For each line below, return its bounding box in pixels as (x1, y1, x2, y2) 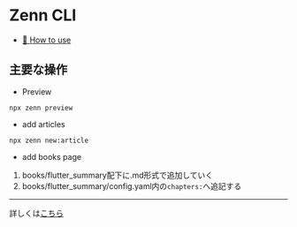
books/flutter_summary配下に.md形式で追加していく (21, 170, 214, 180)
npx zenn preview (9, 103, 73, 112)
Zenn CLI (9, 5, 77, 26)
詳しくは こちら (9, 208, 64, 218)
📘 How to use (21, 34, 72, 45)
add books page (21, 151, 82, 162)
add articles (21, 118, 66, 129)
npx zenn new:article (9, 136, 89, 145)
